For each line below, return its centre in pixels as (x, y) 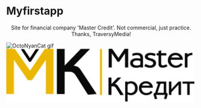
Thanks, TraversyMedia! (101, 34)
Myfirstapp (35, 11)
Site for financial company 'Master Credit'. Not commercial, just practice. (101, 28)
